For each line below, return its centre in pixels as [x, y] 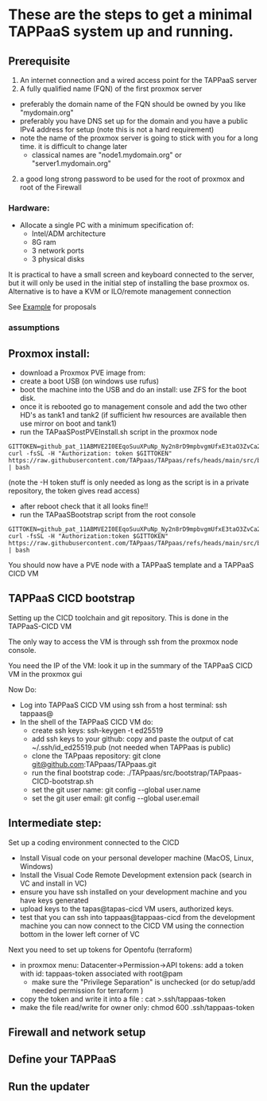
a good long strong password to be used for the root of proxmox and [132, 179]
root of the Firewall [50, 187]
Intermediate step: [55, 823]
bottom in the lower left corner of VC [80, 934]
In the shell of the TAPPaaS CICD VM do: [86, 722]
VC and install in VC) [53, 883]
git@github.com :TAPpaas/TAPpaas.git [94, 764]
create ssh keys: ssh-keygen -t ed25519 [97, 730]
